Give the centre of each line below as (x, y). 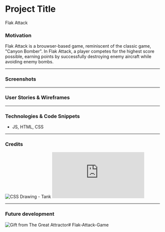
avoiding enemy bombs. (29, 62)
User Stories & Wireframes (38, 98)
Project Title (30, 9)
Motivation (18, 35)
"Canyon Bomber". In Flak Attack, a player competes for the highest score (80, 51)
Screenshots (21, 79)
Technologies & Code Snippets (42, 116)
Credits (14, 145)
